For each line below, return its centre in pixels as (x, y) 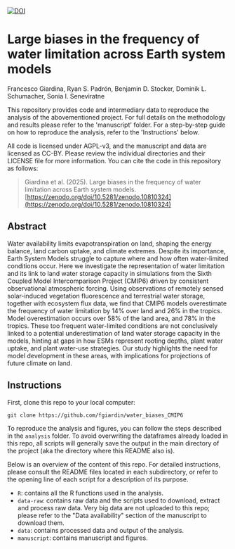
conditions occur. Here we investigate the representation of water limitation (116, 266)
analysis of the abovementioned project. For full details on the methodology (116, 117)
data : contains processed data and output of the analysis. (101, 530)
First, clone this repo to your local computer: (71, 402)
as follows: (23, 168)
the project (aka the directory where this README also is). (91, 450)
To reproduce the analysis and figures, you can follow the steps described (115, 428)
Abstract (27, 226)
